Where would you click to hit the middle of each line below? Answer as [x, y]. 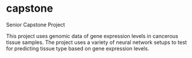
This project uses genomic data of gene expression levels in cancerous [92, 36]
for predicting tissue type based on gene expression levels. [78, 48]
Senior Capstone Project [36, 25]
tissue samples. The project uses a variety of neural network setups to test [97, 42]
